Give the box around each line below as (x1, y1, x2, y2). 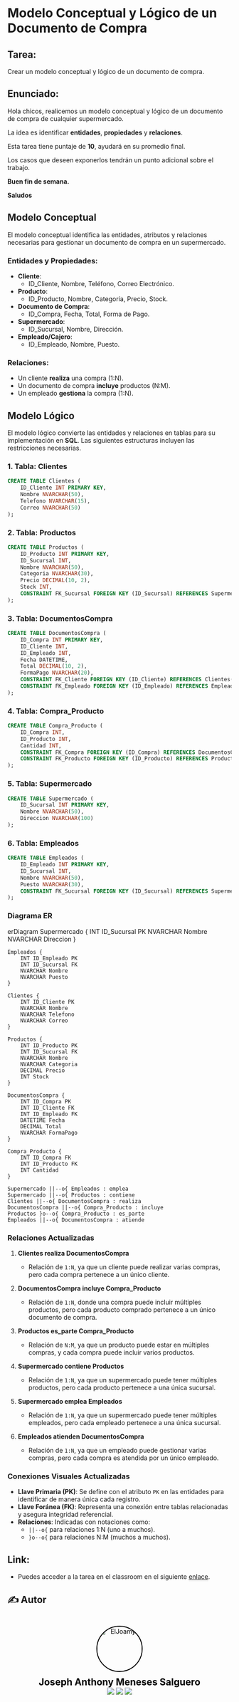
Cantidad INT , (20, 742, 62, 749)
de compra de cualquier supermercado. (7, 114, 124, 122)
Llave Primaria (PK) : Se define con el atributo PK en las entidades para (17, 1488, 224, 1496)
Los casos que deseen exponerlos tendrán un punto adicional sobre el (7, 155, 214, 164)
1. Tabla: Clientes (7, 461, 68, 471)
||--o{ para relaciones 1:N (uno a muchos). (28, 1525, 155, 1534)
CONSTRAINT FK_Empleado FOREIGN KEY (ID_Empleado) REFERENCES (20, 683, 208, 690)
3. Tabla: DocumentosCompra (7, 614, 113, 624)
